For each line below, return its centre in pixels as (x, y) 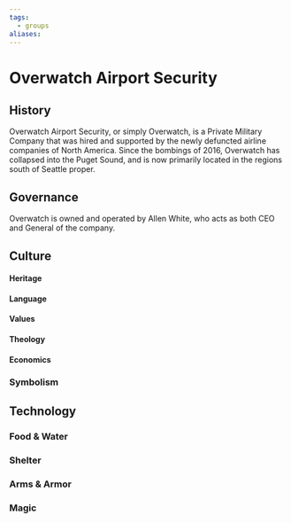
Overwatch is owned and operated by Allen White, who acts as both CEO (142, 219)
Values (22, 319)
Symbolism (34, 382)
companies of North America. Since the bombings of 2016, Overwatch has (145, 151)
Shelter (25, 460)
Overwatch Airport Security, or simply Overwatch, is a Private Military (136, 132)
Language (28, 299)
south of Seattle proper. (52, 169)
